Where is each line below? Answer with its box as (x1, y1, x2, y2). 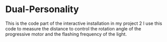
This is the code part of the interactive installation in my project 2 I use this (5, 20, 162, 26)
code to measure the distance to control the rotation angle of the (5, 25, 141, 31)
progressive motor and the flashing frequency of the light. (5, 31, 127, 37)
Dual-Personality (5, 4, 79, 15)
